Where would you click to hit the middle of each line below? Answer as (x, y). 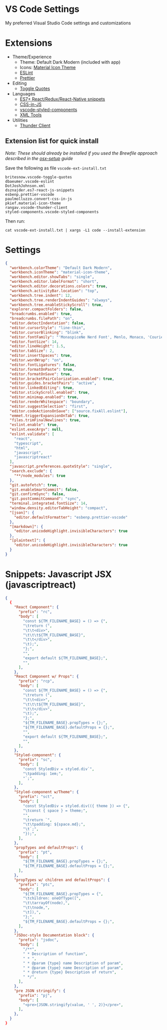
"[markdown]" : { (26, 526)
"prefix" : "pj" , (35, 995)
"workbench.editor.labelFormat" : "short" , (54, 282)
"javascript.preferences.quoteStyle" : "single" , (61, 467)
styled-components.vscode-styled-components (52, 212)
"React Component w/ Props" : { (46, 677)
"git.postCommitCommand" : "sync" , (45, 499)
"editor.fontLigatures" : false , (43, 365)
